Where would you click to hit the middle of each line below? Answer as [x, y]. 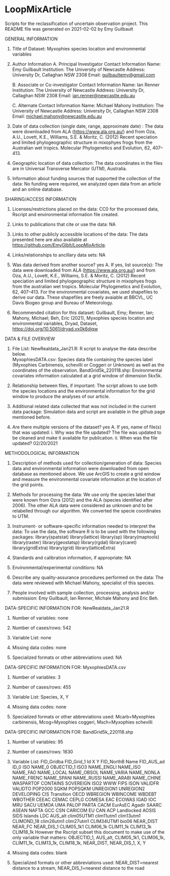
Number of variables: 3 [36, 677]
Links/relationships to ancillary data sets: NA [59, 255]
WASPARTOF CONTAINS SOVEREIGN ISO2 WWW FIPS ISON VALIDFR [86, 783]
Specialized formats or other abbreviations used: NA [67, 657]
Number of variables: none [40, 617]
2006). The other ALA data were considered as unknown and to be [82, 505]
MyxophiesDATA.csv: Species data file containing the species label [82, 359]
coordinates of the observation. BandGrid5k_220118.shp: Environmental [87, 370]
